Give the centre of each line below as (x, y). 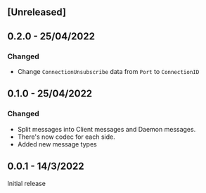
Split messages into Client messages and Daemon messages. (107, 129)
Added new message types (57, 144)
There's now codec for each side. (66, 137)
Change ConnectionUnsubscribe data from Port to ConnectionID (108, 72)
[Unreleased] (37, 12)
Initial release (26, 183)
